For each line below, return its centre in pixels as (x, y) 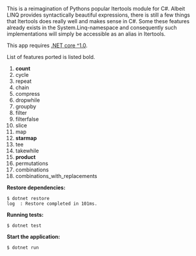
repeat (23, 81)
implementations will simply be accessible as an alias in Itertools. (86, 34)
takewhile (27, 151)
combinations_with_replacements (56, 176)
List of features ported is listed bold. (51, 57)
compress (28, 94)
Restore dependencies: (36, 188)
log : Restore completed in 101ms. (52, 204)
